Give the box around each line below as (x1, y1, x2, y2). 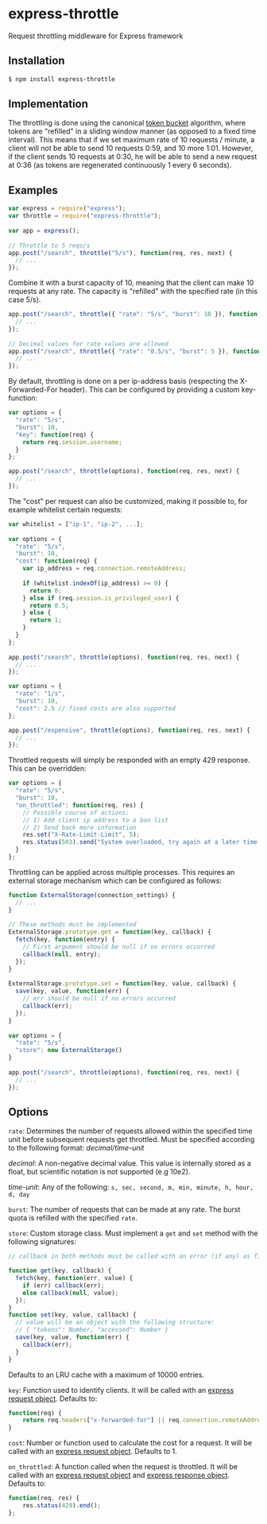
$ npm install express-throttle (8, 75, 115, 83)
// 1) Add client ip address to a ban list (22, 816, 169, 824)
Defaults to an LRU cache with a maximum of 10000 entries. (8, 1370, 205, 1379)
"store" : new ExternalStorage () (15, 1046, 123, 1054)
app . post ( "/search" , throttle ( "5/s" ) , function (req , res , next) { (8, 249, 233, 257)
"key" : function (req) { (15, 431, 94, 439)
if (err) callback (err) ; (22, 1281, 105, 1290)
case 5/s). (8, 295, 41, 304)
